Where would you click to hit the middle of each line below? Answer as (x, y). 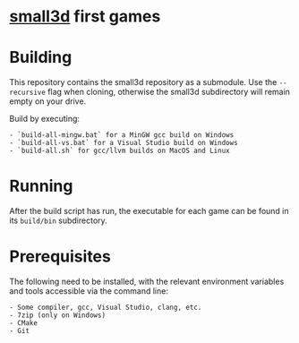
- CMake (24, 323)
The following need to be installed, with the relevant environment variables (147, 281)
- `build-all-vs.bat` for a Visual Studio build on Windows (124, 143)
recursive (28, 93)
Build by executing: (45, 119)
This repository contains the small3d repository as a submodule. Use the (143, 82)
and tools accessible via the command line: (89, 291)
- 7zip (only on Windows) (57, 315)
